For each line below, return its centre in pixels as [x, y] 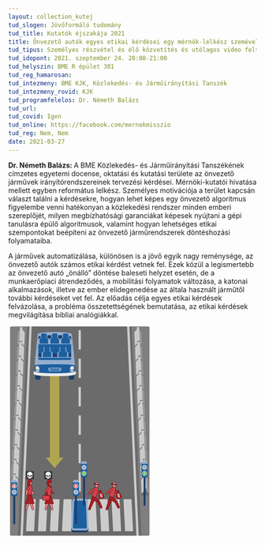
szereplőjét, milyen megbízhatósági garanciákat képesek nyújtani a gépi [125, 215]
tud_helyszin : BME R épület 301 [61, 67]
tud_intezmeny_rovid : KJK [50, 92]
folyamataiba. [30, 240]
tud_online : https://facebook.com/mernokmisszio [90, 125]
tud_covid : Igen [35, 117]
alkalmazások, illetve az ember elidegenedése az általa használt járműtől [126, 289]
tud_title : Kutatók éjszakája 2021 [67, 33]
